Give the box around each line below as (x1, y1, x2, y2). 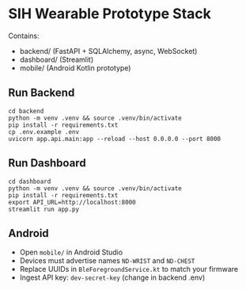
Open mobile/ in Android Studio (19, 247, 123, 258)
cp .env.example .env (8, 128, 80, 135)
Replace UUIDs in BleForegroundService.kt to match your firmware (19, 265, 239, 274)
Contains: (8, 31, 40, 40)
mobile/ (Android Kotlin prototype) (19, 63, 131, 72)
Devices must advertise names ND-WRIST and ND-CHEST (19, 256, 195, 265)
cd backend (8, 107, 44, 115)
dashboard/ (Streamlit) (19, 55, 94, 64)
